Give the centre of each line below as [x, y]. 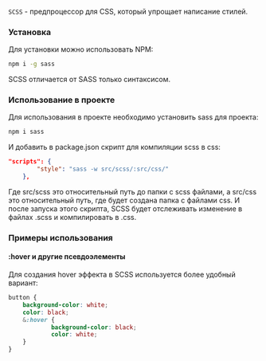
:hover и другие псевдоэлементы [67, 257]
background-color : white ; [66, 305]
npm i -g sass [32, 64]
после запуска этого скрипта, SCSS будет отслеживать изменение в [125, 208]
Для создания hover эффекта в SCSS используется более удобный [122, 275]
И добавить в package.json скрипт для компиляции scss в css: [115, 147]
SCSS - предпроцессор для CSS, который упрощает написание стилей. [128, 12]
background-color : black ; [94, 327]
